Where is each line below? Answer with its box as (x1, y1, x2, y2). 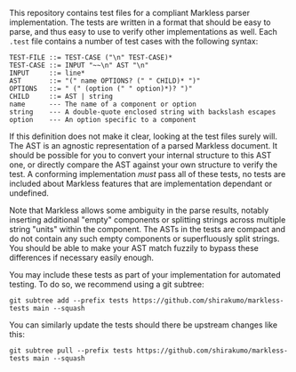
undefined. (9, 188, 49, 198)
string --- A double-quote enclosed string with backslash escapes (9, 108, 276, 117)
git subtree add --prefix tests (9, 296, 129, 305)
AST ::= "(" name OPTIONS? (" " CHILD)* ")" (9, 77, 201, 85)
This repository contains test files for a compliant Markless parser (9, 8, 251, 18)
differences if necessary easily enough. (9, 253, 154, 263)
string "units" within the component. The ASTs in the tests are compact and (9, 224, 286, 234)
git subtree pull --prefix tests (9, 346, 133, 355)
